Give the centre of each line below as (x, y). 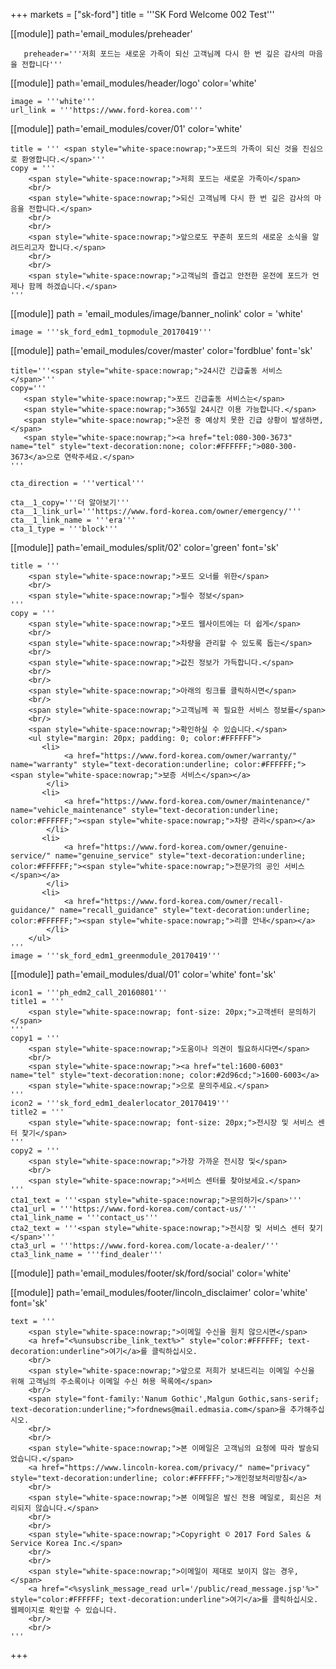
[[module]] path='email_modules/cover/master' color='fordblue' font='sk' (161, 350)
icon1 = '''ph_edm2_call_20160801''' (89, 993)
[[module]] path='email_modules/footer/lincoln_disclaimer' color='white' (159, 1292)
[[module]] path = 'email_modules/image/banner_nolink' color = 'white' (157, 313)
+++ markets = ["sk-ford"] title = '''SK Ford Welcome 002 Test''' (142, 14)
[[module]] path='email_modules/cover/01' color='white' (126, 128)
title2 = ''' (37, 1112)
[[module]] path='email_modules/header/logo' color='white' (133, 83)
